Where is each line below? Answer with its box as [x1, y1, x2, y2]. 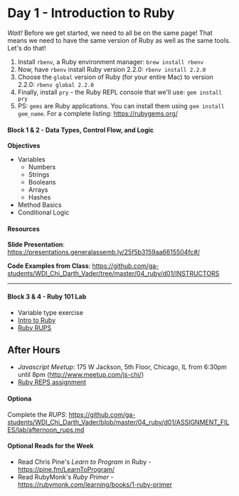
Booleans [28, 178, 56, 187]
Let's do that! [7, 43, 46, 52]
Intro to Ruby [17, 316, 56, 324]
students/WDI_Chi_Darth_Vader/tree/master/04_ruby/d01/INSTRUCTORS [7, 269, 220, 278]
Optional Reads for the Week [7, 442, 94, 450]
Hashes [28, 193, 51, 202]
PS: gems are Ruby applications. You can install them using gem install [17, 101, 225, 110]
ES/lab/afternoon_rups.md [7, 425, 85, 434]
